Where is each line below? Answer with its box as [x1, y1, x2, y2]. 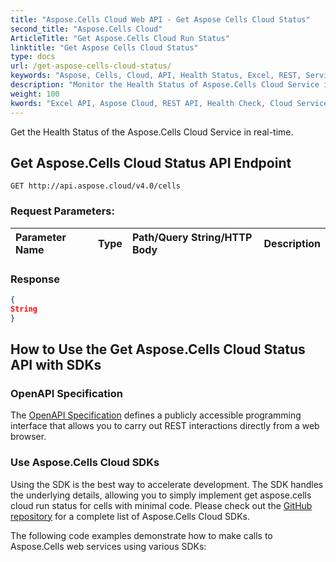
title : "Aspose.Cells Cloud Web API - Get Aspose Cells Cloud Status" [10, 14, 311, 25]
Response [10, 272, 60, 286]
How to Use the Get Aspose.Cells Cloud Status [10, 341, 306, 358]
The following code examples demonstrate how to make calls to [10, 529, 273, 541]
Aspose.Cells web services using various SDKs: [10, 540, 207, 552]
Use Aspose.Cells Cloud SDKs [10, 456, 160, 470]
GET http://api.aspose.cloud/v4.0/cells [10, 181, 182, 191]
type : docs [10, 52, 56, 62]
